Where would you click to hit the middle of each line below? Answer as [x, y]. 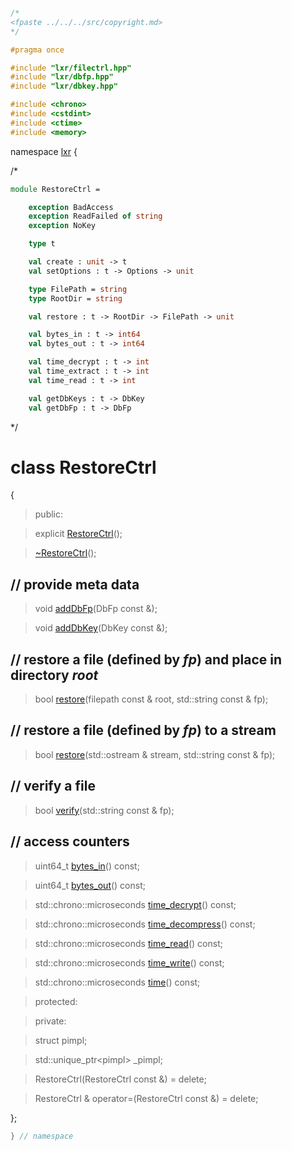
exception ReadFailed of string [95, 216]
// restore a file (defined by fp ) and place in [146, 659]
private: [50, 1021]
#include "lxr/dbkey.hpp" [64, 86]
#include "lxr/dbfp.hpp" [62, 77]
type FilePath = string [78, 289]
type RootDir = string [75, 298]
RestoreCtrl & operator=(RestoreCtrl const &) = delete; [146, 1098]
